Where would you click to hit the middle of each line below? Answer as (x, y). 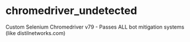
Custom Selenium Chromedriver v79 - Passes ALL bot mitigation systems (95, 27)
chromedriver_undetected (71, 11)
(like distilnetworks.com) (36, 33)
